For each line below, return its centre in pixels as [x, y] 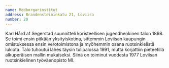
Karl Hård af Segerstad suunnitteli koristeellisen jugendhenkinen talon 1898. [84, 34]
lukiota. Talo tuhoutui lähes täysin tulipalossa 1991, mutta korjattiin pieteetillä [85, 50]
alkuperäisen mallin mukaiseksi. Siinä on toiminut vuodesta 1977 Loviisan [81, 55]
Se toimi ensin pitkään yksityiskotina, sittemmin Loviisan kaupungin [75, 39]
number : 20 [17, 19]
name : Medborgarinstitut [31, 10]
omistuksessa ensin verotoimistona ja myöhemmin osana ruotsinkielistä [80, 44]
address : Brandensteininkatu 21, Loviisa [50, 15]
